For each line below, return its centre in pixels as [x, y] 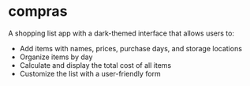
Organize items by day [56, 57]
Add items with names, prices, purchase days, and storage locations [131, 48]
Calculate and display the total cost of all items [95, 65]
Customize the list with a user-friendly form [90, 73]
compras [38, 11]
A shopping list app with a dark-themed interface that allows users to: [121, 33]
